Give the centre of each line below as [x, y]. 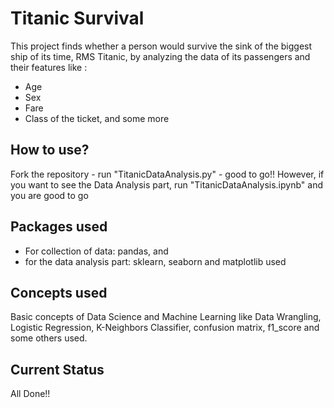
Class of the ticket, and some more [97, 118]
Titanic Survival [77, 18]
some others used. [49, 338]
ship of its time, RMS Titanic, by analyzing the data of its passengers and [160, 56]
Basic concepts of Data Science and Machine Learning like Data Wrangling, [166, 317]
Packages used [59, 227]
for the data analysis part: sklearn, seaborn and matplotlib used [155, 261]
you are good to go [49, 195]
